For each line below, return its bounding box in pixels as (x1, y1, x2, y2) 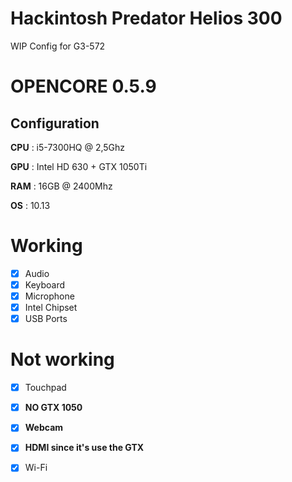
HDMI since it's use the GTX (24, 442, 145, 454)
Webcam (24, 422, 64, 434)
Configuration (10, 115, 100, 132)
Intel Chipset (24, 302, 78, 314)
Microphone (24, 290, 75, 302)
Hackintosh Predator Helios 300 (10, 7, 283, 30)
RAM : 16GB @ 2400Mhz (10, 180, 113, 192)
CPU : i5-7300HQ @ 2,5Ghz (10, 141, 126, 153)
